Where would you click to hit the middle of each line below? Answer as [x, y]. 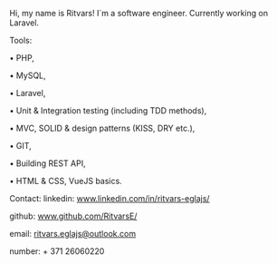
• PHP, [22, 58]
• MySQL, [28, 75]
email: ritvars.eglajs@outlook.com [73, 234]
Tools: [21, 40]
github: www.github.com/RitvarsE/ [73, 216]
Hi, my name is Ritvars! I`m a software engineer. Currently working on [139, 13]
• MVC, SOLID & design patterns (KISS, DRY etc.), [102, 128]
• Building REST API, [48, 163]
